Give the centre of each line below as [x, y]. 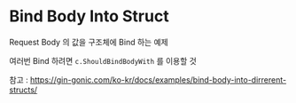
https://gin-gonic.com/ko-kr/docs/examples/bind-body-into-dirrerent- [158, 79]
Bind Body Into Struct [90, 16]
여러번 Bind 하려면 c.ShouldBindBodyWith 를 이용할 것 [103, 60]
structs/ [23, 90]
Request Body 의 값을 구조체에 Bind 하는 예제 [89, 42]
